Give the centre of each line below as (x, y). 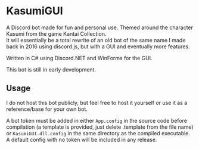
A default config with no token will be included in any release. (82, 139)
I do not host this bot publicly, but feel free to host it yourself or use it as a (97, 103)
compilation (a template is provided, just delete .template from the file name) (100, 127)
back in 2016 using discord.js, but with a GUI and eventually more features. (98, 46)
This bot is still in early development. (51, 69)
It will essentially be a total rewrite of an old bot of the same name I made (96, 40)
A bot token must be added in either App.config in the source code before (97, 120)
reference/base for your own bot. (47, 109)
